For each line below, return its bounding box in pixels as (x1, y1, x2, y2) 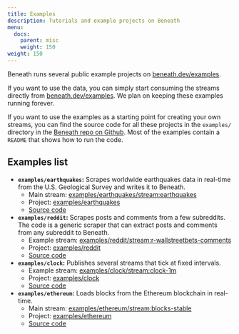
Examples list (7, 156, 68, 168)
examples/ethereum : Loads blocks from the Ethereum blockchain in (17, 288, 213, 297)
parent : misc (20, 37, 59, 44)
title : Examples (7, 10, 56, 18)
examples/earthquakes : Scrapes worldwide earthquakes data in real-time (17, 175, 231, 183)
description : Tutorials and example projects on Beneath (7, 17, 180, 24)
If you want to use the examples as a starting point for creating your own (7, 112, 221, 121)
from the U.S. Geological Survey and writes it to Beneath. (17, 183, 185, 191)
